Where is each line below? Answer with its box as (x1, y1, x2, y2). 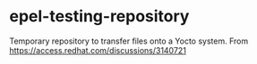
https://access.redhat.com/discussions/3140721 (9, 44, 186, 55)
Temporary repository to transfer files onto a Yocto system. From (9, 36, 249, 46)
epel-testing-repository (9, 6, 190, 27)
